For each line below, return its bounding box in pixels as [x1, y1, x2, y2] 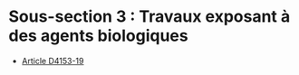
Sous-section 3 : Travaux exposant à [8, 6, 291, 27]
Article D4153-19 [21, 55, 84, 66]
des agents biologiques [8, 25, 188, 46]
